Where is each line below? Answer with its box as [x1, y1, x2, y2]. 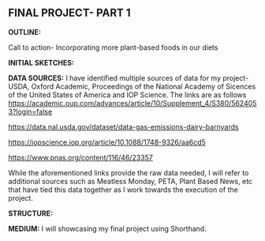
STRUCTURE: [8, 209, 54, 218]
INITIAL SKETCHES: [8, 58, 75, 67]
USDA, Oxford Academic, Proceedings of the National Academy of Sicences [8, 81, 256, 91]
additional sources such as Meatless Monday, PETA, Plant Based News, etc [8, 176, 253, 186]
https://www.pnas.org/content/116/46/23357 [8, 153, 154, 162]
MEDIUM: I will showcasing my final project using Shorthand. [8, 224, 207, 233]
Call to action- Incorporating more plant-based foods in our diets [8, 43, 218, 52]
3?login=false [8, 107, 53, 116]
